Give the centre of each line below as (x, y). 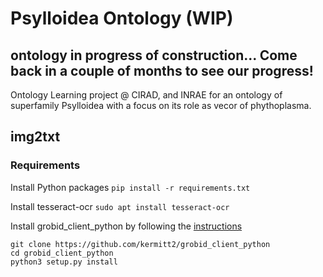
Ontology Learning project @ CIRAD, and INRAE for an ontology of (146, 95)
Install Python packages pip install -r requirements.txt (130, 187)
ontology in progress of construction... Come (154, 55)
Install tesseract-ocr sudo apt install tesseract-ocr (120, 206)
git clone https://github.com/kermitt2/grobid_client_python (140, 244)
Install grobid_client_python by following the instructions (126, 226)
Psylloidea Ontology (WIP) (122, 18)
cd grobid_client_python (62, 253)
